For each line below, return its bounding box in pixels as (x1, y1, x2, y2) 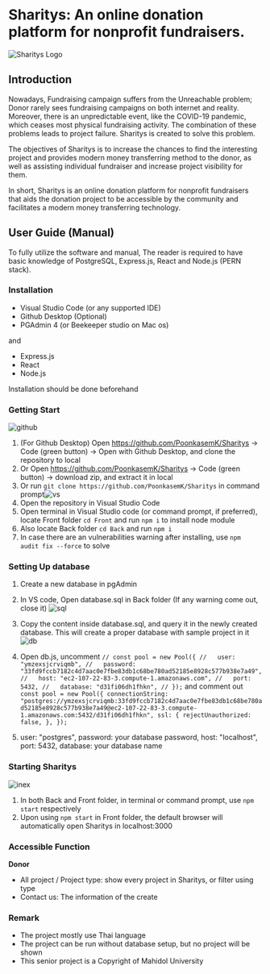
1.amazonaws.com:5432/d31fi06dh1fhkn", (19, 711, 155, 719)
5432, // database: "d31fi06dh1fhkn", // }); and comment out (19, 681, 243, 691)
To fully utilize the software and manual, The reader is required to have (8, 248, 243, 257)
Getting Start (8, 404, 60, 415)
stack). (8, 264, 31, 274)
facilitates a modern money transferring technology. (8, 202, 181, 212)
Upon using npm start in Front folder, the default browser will (19, 812, 223, 822)
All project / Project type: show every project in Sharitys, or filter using (19, 875, 254, 885)
